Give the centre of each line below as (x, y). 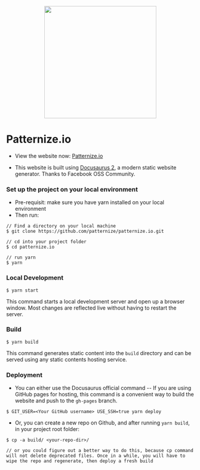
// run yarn (21, 257)
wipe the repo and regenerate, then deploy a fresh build (80, 461)
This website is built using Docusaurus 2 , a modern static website (96, 167)
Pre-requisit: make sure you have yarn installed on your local (90, 202)
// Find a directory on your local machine (61, 226)
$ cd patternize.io (30, 247)
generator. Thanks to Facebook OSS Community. (75, 174)
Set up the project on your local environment (72, 189)
